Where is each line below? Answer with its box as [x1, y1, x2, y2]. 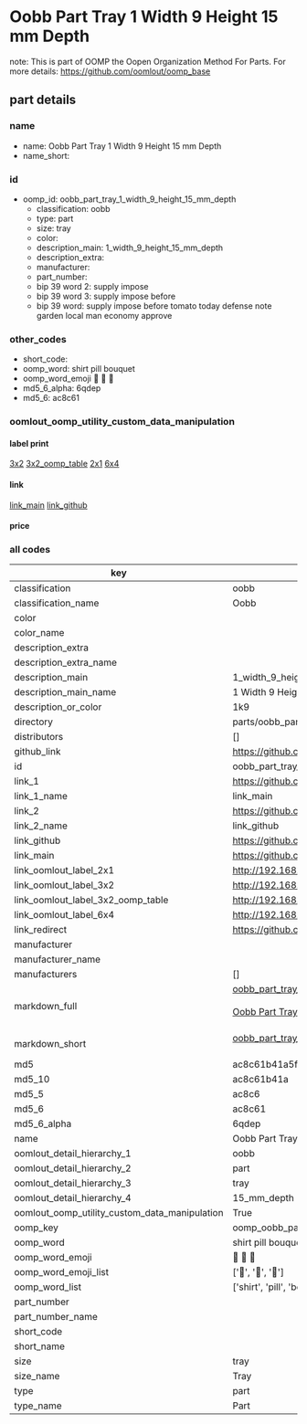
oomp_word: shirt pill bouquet [22, 364, 135, 374]
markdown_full [14, 1000, 78, 1013]
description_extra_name [14, 656, 117, 669]
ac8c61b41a [232, 1073, 290, 1086]
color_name [14, 627, 65, 639]
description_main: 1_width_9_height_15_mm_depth [36, 242, 224, 253]
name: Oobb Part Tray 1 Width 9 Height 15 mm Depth [22, 140, 222, 152]
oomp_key [14, 1221, 59, 1234]
